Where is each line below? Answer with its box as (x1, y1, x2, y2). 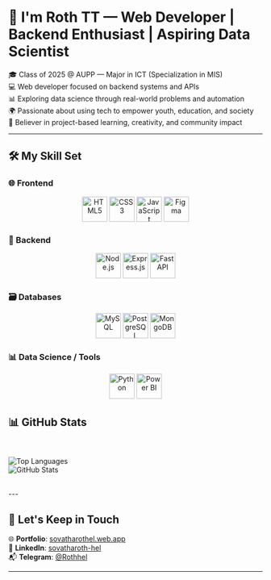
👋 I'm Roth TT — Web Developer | (8, 8, 236, 27)
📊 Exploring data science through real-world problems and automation (8, 94, 244, 103)
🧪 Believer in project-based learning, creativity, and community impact (8, 117, 243, 127)
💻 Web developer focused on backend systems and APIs (8, 81, 200, 91)
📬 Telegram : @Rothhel (8, 553, 88, 562)
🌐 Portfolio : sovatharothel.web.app (8, 534, 127, 544)
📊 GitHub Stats (8, 415, 87, 429)
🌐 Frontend (8, 177, 54, 189)
